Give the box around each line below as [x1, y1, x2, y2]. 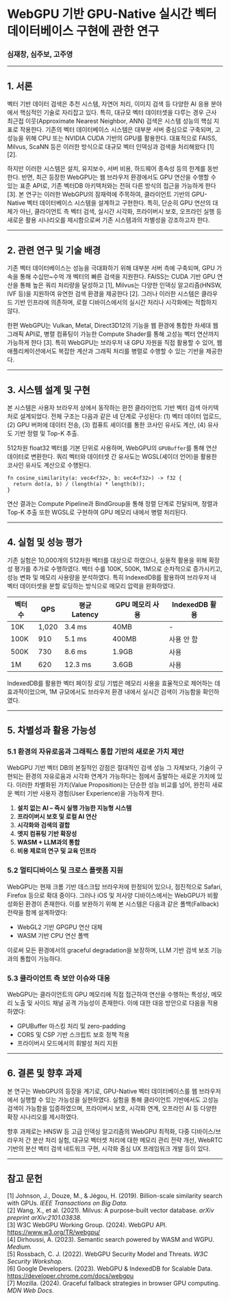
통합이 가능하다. [19, 954, 62, 963]
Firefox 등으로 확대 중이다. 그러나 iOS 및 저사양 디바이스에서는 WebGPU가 [7, 891, 206, 899]
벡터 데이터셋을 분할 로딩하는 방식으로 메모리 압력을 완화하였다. [7, 581, 176, 590]
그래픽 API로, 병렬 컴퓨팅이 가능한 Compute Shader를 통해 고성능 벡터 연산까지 [7, 330, 220, 338]
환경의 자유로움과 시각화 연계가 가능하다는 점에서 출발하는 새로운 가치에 [25, 772, 216, 780]
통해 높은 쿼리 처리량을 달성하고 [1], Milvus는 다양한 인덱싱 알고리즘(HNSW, [19, 281, 222, 289]
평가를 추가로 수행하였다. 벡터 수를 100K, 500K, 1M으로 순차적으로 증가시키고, [14, 564, 222, 573]
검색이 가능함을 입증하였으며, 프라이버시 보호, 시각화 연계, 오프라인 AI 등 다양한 [7, 1104, 217, 1112]
